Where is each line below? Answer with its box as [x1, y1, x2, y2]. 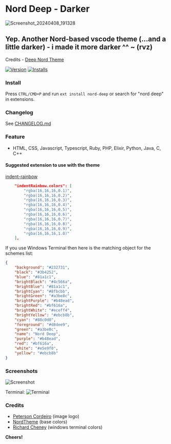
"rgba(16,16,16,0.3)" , [24, 197, 72, 203]
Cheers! [5, 434, 23, 440]
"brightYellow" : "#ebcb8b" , [14, 313, 74, 318]
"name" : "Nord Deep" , [14, 331, 60, 337]
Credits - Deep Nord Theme [5, 56, 64, 62]
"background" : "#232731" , [14, 265, 70, 270]
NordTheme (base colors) [12, 419, 68, 425]
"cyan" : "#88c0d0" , [14, 317, 56, 322]
